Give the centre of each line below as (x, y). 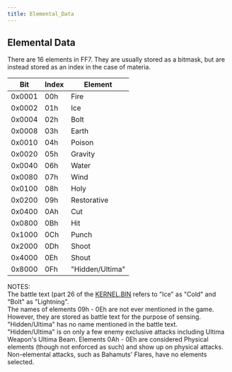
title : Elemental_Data (41, 14)
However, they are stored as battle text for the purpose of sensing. (104, 317)
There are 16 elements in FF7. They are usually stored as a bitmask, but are (116, 60)
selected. (21, 362)
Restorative (89, 201)
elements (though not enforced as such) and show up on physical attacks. (116, 347)
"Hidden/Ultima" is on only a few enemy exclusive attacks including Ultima (116, 332)
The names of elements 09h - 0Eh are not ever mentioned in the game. (111, 310)
